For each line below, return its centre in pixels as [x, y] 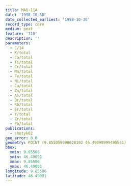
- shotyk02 [21, 133]
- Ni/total [21, 81]
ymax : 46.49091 [26, 166]
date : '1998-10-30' [26, 15]
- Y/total [20, 114]
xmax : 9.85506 [25, 162]
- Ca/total [21, 57]
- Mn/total [21, 72]
